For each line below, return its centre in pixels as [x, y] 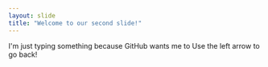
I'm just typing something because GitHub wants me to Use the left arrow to [134, 45]
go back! [23, 54]
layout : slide [32, 16]
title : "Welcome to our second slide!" [75, 23]
